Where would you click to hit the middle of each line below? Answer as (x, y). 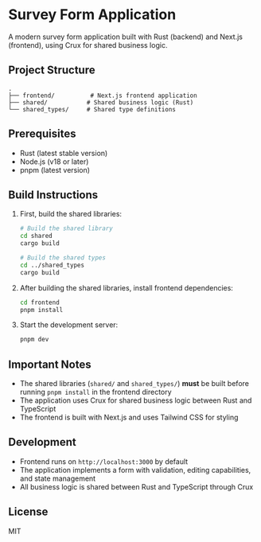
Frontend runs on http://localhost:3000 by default (104, 461)
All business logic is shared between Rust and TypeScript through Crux (136, 486)
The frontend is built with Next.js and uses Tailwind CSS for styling (129, 417)
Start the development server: (69, 325)
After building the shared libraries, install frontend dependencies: (126, 287)
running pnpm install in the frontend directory (96, 392)
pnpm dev (34, 340)
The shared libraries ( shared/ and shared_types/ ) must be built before (134, 384)
